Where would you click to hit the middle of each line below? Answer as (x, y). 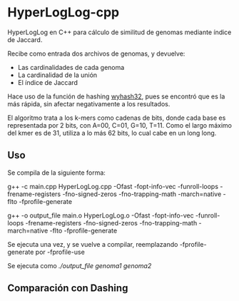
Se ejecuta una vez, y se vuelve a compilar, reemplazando (93, 244)
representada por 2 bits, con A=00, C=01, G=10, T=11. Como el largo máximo (119, 125)
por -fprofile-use (60, 252)
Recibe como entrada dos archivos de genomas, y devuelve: (96, 53)
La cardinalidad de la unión (57, 75)
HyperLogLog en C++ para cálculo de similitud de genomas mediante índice (119, 32)
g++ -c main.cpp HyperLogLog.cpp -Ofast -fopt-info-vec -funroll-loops (113, 186)
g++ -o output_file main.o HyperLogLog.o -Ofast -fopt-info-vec (101, 215)
